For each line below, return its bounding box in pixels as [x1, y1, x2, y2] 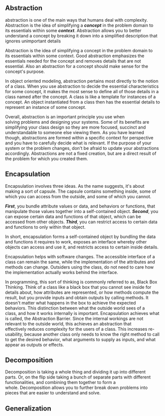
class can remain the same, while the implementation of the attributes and [5, 259, 155, 265]
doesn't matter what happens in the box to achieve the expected [5, 300, 136, 306]
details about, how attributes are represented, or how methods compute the [5, 289, 159, 295]
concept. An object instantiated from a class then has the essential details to [5, 99, 160, 105]
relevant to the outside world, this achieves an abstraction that [5, 320, 132, 327]
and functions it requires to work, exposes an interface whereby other [5, 239, 147, 244]
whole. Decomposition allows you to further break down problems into [5, 384, 148, 391]
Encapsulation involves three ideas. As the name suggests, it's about [5, 183, 145, 189]
